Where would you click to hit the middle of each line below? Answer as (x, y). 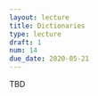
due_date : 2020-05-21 (49, 59)
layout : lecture (39, 17)
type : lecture (36, 34)
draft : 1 (25, 42)
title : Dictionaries (48, 26)
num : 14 (24, 51)
